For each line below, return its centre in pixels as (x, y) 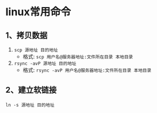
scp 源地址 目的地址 (36, 50)
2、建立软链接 (31, 90)
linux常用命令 (38, 12)
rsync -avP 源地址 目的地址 (45, 63)
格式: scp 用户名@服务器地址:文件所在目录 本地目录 (78, 57)
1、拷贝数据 (27, 35)
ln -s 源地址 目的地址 (30, 105)
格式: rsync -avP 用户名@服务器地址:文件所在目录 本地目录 (87, 70)
